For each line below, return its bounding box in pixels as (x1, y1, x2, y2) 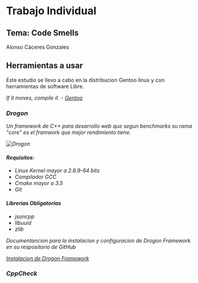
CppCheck (6, 269, 37, 278)
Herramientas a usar (6, 61, 83, 71)
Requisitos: (6, 154, 35, 161)
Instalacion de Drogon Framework (6, 255, 90, 262)
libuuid (14, 219, 31, 226)
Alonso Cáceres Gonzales (6, 43, 69, 50)
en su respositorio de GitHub (6, 243, 76, 250)
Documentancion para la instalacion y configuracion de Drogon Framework (6, 237, 191, 244)
